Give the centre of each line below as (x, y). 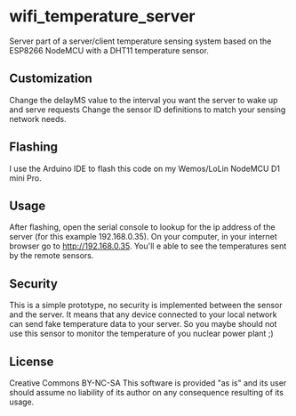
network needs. (38, 118)
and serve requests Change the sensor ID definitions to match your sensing (148, 110)
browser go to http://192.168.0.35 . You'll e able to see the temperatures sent (148, 246)
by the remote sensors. (52, 256)
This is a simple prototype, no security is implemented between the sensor (146, 306)
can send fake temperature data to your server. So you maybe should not (143, 324)
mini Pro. (25, 178)
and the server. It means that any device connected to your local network (143, 314)
